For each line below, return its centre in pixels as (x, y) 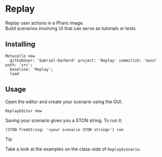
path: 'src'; (19, 65)
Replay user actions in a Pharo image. (45, 23)
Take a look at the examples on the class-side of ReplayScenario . (73, 149)
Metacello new (20, 56)
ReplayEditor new (24, 111)
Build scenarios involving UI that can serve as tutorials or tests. (71, 28)
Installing (20, 44)
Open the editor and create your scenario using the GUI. (64, 102)
